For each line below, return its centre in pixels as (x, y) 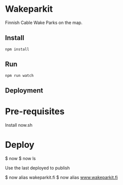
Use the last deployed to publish (37, 168)
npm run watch (20, 75)
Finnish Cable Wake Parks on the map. (44, 23)
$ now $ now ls (20, 158)
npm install (17, 49)
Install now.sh (19, 125)
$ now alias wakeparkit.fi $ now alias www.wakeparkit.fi (61, 177)
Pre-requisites (35, 112)
